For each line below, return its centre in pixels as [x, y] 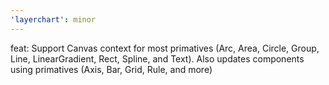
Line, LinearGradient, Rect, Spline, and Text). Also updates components [157, 58]
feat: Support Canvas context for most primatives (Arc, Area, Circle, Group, [165, 48]
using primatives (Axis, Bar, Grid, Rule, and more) [111, 69]
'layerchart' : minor [53, 19]
